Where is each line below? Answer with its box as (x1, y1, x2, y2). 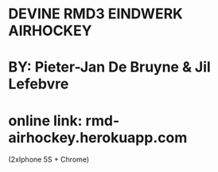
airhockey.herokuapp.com (8, 128, 188, 147)
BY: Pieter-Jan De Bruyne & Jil (8, 58, 211, 76)
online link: (8, 111, 83, 130)
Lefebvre (8, 75, 69, 93)
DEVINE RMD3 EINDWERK (8, 5, 183, 23)
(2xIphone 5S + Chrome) (8, 154, 90, 164)
